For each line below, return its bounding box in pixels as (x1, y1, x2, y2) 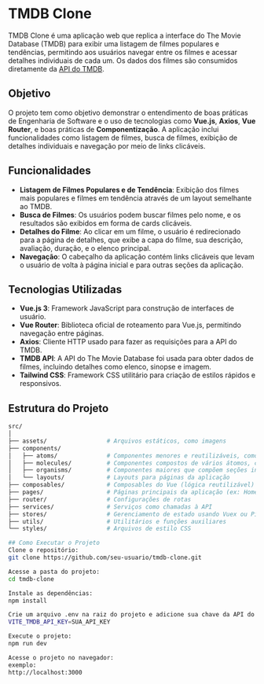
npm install (8, 597, 47, 605)
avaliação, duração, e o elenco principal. (19, 243, 152, 252)
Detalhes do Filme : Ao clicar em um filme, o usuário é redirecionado (19, 226, 241, 236)
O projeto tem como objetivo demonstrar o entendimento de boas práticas (8, 108, 249, 117)
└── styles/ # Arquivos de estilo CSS (8, 524, 192, 533)
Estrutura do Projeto (8, 402, 109, 415)
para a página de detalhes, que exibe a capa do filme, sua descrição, (19, 235, 244, 245)
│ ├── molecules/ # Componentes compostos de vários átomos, (8, 459, 251, 467)
